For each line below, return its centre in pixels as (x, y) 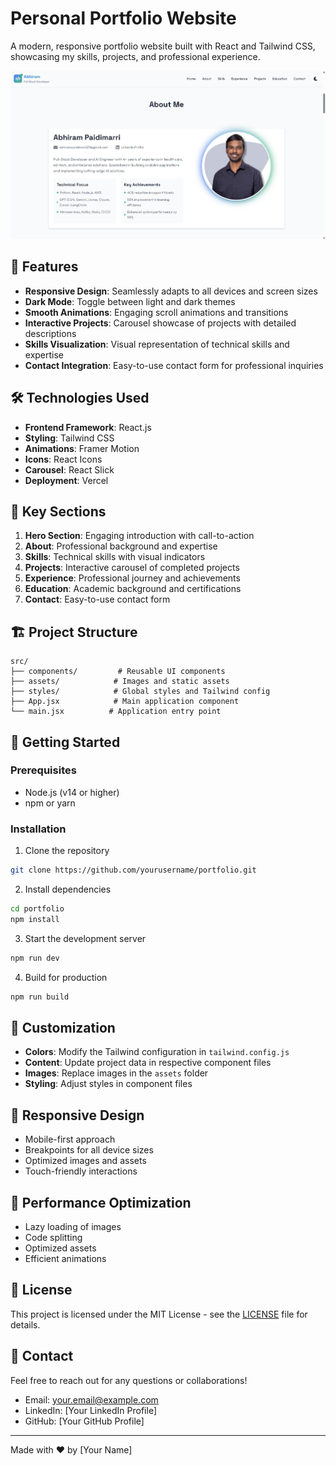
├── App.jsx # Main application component (125, 702)
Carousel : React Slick (69, 469)
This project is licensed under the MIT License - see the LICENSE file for (159, 1314)
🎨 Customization (63, 1027)
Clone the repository (67, 851)
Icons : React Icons (63, 459)
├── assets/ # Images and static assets (120, 682)
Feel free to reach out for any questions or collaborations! (129, 1380)
